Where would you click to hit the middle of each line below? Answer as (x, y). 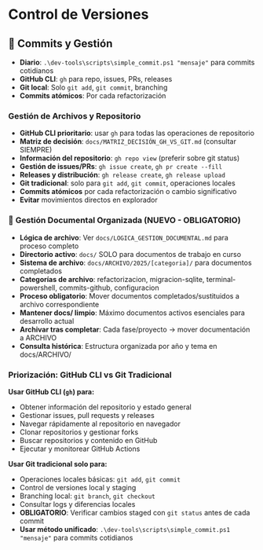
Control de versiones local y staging (78, 487)
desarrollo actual (47, 321)
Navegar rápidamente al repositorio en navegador (100, 423)
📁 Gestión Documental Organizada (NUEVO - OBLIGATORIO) (124, 220)
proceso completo (49, 246)
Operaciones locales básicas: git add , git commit (100, 479)
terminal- (221, 279)
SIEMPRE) (36, 150)
